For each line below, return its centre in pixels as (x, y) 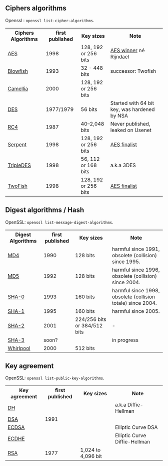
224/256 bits (90, 319)
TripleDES (19, 165)
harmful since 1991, (136, 249)
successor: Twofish (133, 71)
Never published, (130, 124)
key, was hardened (132, 109)
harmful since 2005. (136, 311)
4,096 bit (91, 456)
